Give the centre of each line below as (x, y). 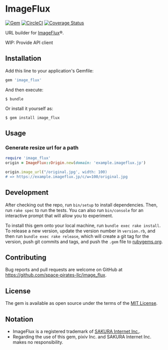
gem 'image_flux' (24, 80)
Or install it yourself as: (29, 108)
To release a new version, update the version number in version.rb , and (80, 231)
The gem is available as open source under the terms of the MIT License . (81, 303)
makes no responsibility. (38, 342)
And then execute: (24, 90)
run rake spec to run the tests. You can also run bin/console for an (74, 210)
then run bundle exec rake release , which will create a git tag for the (77, 236)
